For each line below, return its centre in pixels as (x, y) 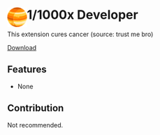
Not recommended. (35, 125)
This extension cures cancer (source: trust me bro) (80, 34)
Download (22, 47)
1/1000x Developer (82, 15)
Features (27, 70)
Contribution (36, 108)
